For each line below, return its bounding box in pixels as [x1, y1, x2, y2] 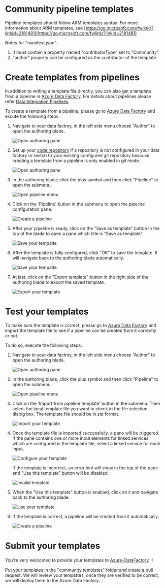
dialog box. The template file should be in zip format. [12, 411, 120, 417]
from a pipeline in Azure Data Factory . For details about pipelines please [5, 93, 151, 99]
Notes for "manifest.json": [5, 39, 58, 45]
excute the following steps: [5, 113, 60, 119]
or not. [5, 332, 19, 338]
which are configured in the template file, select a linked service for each [12, 440, 161, 446]
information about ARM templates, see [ [5, 25, 86, 31]
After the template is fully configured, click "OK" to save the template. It [12, 250, 158, 256]
